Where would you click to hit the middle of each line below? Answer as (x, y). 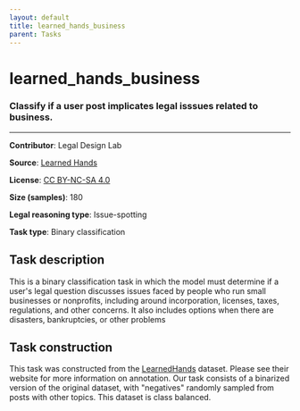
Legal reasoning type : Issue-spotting (78, 214)
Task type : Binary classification (67, 231)
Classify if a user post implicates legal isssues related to (134, 106)
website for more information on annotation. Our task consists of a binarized (150, 378)
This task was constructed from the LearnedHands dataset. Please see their (149, 369)
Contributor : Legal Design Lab (66, 145)
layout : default (39, 17)
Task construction (61, 348)
